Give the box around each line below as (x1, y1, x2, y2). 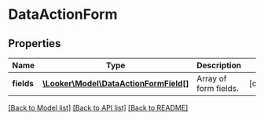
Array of (196, 73, 227, 84)
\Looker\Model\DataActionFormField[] (42, 78, 189, 89)
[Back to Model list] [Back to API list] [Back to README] (8, 104, 189, 112)
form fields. (196, 83, 239, 93)
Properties (8, 37, 61, 50)
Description (196, 60, 242, 71)
